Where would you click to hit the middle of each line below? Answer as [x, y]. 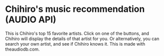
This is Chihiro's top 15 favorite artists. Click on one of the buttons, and [77, 33]
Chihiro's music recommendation [75, 9]
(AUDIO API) [31, 20]
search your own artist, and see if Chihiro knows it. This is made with [75, 44]
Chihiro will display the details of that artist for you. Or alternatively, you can [82, 39]
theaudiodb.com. [22, 49]
